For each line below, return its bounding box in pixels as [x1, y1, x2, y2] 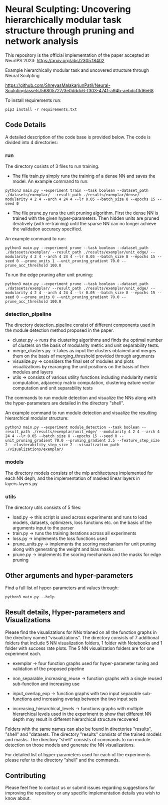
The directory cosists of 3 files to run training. [5, 163, 99, 169]
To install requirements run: [5, 97, 61, 103]
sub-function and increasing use [12, 681, 80, 687]
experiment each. [5, 650, 41, 656]
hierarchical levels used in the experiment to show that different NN [12, 711, 151, 717]
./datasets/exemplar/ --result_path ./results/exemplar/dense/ [5, 192, 140, 198]
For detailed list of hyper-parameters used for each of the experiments [5, 751, 151, 757]
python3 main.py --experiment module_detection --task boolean [5, 425, 140, 430]
